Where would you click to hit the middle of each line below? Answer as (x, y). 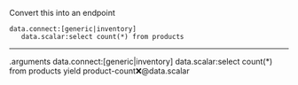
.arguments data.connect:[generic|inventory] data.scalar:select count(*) (141, 62)
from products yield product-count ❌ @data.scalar (99, 71)
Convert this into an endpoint (62, 13)
